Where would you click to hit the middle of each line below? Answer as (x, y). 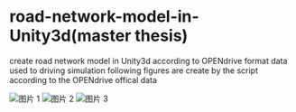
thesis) (162, 36)
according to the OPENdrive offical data (83, 79)
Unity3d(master (70, 36)
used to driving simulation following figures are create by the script (134, 70)
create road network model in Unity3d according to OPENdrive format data (148, 61)
